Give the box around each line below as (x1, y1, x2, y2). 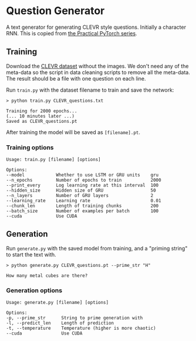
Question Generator (6, 4, 105, 18)
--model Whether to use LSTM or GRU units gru (6, 172, 159, 178)
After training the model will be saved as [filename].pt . (6, 128, 141, 136)
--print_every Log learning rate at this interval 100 (6, 182, 159, 189)
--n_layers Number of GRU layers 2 (6, 193, 154, 199)
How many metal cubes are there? (6, 272, 88, 279)
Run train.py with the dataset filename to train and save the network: (6, 86, 174, 93)
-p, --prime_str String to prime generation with (6, 315, 143, 321)
